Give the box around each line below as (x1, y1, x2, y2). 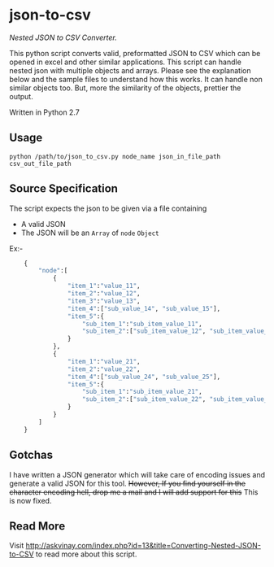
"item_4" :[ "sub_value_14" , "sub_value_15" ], (67, 304, 221, 312)
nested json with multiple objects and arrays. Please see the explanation (9, 65, 251, 75)
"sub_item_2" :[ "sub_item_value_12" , (81, 327, 207, 335)
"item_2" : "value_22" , (67, 364, 141, 373)
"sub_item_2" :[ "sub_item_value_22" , (81, 395, 207, 403)
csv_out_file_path (9, 159, 72, 168)
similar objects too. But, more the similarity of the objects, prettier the (9, 83, 241, 93)
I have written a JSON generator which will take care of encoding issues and (9, 469, 266, 479)
